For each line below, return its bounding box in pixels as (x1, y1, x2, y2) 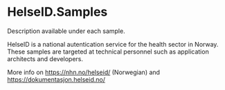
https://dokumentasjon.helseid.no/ (7, 75, 106, 83)
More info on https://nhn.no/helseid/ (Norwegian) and (7, 68, 161, 76)
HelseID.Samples (7, 4, 108, 20)
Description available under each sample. (7, 27, 126, 35)
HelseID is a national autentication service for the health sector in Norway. (7, 40, 219, 48)
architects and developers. (7, 54, 84, 63)
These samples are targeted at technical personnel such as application (7, 47, 209, 56)
